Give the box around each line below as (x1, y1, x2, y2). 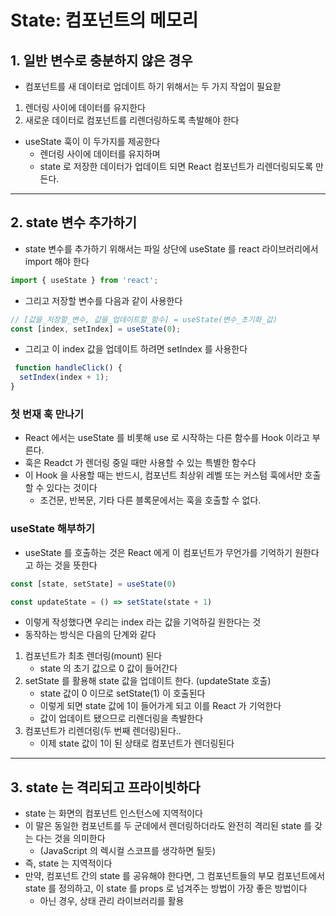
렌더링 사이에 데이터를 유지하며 (39, 148, 161, 160)
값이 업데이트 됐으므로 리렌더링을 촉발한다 (39, 712, 204, 725)
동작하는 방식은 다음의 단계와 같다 (24, 629, 157, 641)
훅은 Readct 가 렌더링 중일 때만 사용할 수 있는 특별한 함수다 (24, 457, 257, 469)
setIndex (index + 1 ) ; (19, 372, 110, 383)
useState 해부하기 (10, 522, 96, 536)
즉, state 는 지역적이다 (24, 857, 113, 870)
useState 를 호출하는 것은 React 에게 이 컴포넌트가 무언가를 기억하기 (24, 546, 293, 558)
